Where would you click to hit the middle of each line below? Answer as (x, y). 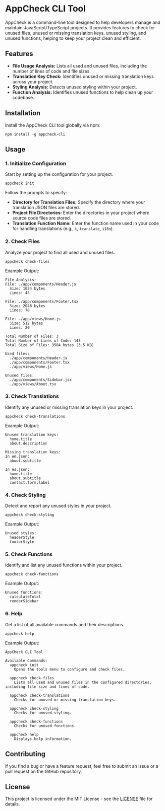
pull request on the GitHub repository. (44, 771)
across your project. (33, 81)
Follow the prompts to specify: (36, 193)
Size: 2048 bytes (27, 306)
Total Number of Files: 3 (32, 336)
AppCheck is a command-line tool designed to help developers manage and (83, 22)
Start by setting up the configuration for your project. (59, 174)
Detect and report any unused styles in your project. (58, 506)
